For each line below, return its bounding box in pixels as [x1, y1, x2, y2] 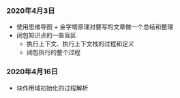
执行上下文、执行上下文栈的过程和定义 [26, 39, 134, 48]
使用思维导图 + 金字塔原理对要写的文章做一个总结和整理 [16, 22, 173, 31]
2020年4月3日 [6, 5, 55, 15]
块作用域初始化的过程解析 [16, 84, 89, 92]
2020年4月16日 [6, 67, 59, 76]
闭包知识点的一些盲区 [16, 31, 76, 39]
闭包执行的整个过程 [26, 48, 81, 56]
